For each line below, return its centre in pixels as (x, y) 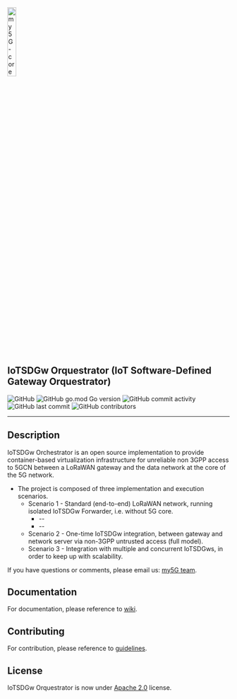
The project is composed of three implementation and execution (111, 488)
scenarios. (33, 496)
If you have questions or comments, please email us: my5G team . (102, 570)
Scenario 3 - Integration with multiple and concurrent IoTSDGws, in (126, 548)
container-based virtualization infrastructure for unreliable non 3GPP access (118, 460)
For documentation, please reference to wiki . (72, 609)
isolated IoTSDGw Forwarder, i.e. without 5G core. (101, 511)
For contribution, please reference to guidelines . (77, 648)
